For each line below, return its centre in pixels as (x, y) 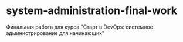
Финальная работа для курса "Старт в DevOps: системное (80, 27)
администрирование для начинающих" (55, 33)
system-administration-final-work (92, 11)
